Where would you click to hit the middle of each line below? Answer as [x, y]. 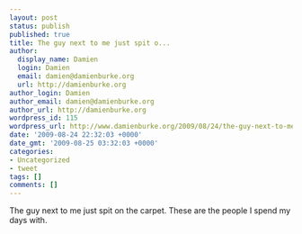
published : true [40, 34]
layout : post [34, 18]
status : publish [40, 26]
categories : [31, 151]
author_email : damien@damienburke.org [82, 101]
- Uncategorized [40, 160]
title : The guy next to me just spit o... [90, 43]
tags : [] [26, 176]
